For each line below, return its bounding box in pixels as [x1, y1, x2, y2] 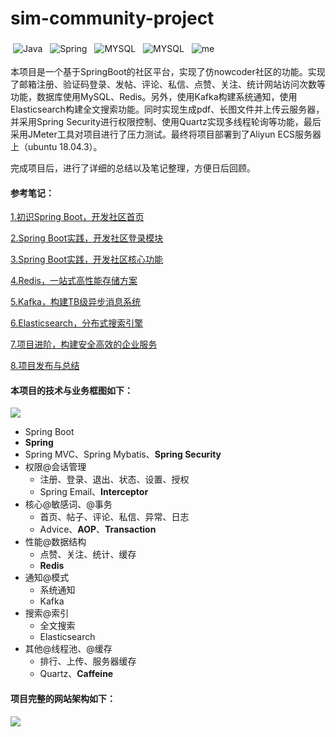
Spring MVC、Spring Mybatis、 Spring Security [24, 448, 222, 461]
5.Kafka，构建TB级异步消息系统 [10, 296, 142, 308]
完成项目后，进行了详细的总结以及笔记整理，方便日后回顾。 [10, 162, 256, 174]
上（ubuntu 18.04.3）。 [10, 140, 103, 152]
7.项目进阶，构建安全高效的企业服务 [10, 338, 158, 351]
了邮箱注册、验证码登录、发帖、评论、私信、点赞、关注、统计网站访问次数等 [10, 78, 326, 90]
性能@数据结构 [24, 536, 87, 548]
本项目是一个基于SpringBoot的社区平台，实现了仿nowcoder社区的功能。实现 [10, 65, 326, 77]
